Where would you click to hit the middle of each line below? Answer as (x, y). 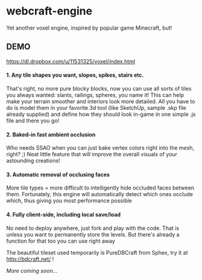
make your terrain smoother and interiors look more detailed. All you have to (101, 101)
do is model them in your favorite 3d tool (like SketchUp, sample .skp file (96, 107)
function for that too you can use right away (61, 241)
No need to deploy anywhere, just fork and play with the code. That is (93, 228)
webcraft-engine (49, 11)
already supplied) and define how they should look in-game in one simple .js (101, 114)
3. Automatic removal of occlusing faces (58, 174)
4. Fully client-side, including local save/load (64, 214)
